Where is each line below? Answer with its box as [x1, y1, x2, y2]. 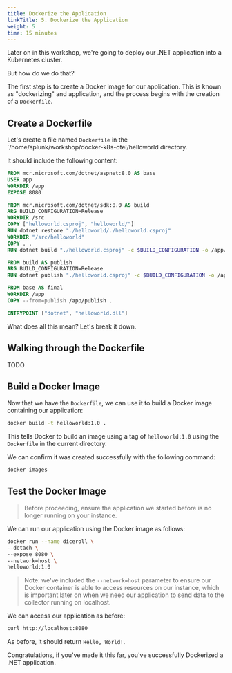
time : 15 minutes [7, 29, 57, 37]
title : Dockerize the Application [7, 10, 107, 17]
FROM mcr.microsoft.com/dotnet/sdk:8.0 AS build [7, 201, 150, 208]
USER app [7, 176, 32, 183]
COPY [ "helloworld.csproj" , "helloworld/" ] [7, 221, 135, 228]
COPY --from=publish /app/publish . [7, 297, 113, 304]
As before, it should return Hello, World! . [7, 638, 126, 646]
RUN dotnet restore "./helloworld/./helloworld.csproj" [7, 228, 171, 234]
